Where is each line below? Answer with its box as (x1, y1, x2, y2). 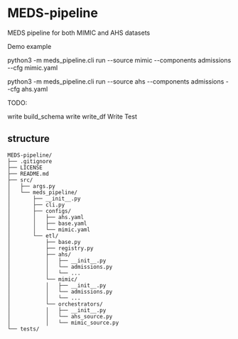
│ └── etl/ (7, 232, 59, 239)
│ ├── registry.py (7, 245, 94, 252)
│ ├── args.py (7, 182, 55, 189)
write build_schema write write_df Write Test (7, 112, 137, 121)
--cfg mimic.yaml (7, 63, 58, 72)
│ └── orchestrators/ (7, 300, 103, 308)
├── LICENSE (7, 164, 43, 171)
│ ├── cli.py (7, 201, 65, 209)
